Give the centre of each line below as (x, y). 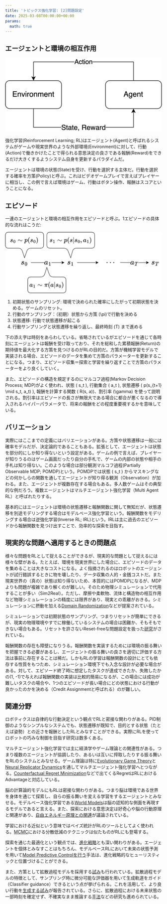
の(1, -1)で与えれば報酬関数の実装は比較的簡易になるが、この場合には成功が (83, 677)
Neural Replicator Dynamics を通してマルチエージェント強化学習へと (75, 767)
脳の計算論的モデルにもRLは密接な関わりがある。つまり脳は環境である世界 (82, 790)
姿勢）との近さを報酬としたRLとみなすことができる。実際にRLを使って (86, 732)
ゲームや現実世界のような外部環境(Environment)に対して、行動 (82, 147)
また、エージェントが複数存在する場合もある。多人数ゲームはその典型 (90, 484)
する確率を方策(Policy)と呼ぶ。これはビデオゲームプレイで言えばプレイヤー (83, 176)
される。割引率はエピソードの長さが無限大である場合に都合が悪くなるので (81, 398)
